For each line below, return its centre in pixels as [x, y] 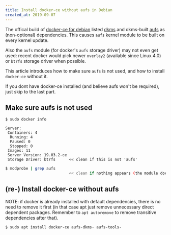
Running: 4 [21, 137]
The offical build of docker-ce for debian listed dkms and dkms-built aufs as [85, 29]
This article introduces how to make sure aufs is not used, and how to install [85, 71]
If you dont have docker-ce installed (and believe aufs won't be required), [82, 86]
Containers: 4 [22, 133]
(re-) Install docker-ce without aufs [62, 189]
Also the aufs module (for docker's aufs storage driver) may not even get [82, 50]
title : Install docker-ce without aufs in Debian [59, 10]
